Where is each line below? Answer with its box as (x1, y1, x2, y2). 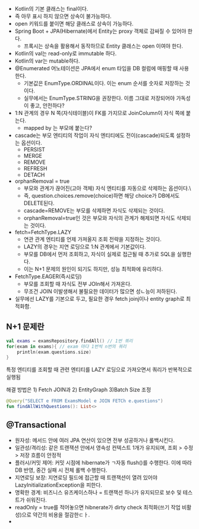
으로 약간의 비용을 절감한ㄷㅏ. (21, 511, 90, 518)
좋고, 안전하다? (30, 102, 65, 109)
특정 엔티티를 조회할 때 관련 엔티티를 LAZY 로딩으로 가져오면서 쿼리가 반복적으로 (6, 366, 192, 374)
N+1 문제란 (6, 322, 45, 332)
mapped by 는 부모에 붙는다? (23, 125, 92, 131)
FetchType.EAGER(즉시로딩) (14, 273, 82, 280)
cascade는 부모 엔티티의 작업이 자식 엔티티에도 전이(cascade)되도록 (14, 132, 175, 139)
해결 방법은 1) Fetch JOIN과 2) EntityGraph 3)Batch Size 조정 (6, 386, 151, 393)
